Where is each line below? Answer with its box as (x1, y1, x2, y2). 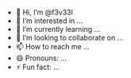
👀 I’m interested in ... (15, 16, 83, 25)
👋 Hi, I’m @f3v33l (15, 8, 73, 17)
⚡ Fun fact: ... (15, 62, 60, 72)
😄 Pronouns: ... (15, 53, 67, 63)
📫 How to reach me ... (15, 42, 90, 51)
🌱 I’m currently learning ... (15, 25, 101, 33)
